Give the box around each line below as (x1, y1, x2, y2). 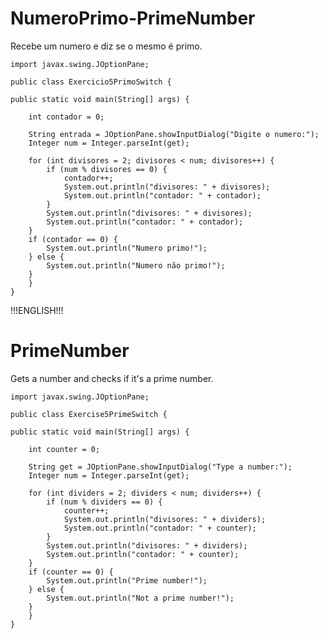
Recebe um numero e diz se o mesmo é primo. (10, 40, 203, 52)
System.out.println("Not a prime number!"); (46, 593, 235, 603)
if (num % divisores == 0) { (46, 164, 168, 174)
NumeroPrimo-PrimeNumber (10, 7, 256, 30)
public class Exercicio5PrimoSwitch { (10, 77, 172, 87)
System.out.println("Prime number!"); (46, 575, 208, 586)
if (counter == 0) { (28, 567, 114, 577)
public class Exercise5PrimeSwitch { (10, 409, 168, 419)
